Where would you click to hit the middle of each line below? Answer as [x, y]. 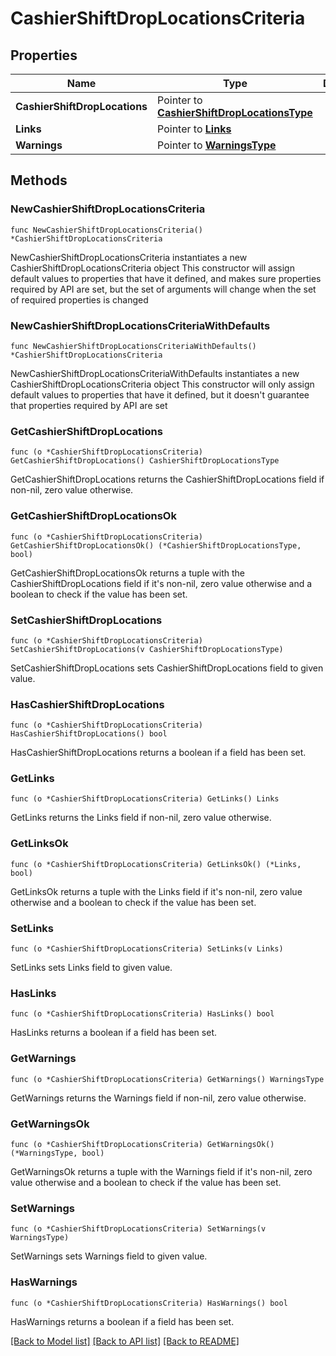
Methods [39, 180]
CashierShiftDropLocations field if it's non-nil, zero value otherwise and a [161, 583]
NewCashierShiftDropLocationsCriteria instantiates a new [129, 257]
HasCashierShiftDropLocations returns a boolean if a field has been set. [158, 753]
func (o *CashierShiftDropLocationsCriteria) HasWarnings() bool [149, 1303]
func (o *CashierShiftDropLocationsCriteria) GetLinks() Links [145, 799]
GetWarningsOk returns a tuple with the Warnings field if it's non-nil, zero [161, 1171]
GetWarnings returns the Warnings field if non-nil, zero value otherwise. [158, 1098]
